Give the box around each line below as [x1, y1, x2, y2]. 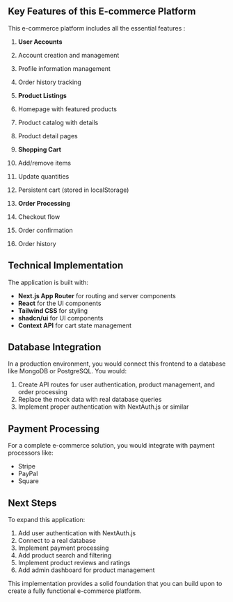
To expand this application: [8, 516, 86, 524]
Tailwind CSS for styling [17, 306, 88, 315]
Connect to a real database [17, 537, 96, 545]
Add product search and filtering [17, 551, 112, 560]
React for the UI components [17, 299, 102, 307]
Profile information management [17, 64, 111, 72]
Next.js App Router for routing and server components [17, 291, 176, 300]
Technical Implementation [8, 260, 124, 272]
